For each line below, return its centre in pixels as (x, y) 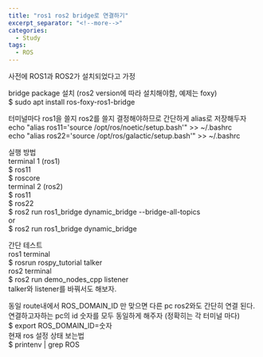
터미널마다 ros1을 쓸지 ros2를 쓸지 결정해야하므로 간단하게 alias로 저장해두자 (128, 118)
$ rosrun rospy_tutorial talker (55, 262)
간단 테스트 (26, 245)
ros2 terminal (30, 271)
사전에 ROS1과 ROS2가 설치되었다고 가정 (72, 76)
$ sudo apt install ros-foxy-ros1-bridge (72, 102)
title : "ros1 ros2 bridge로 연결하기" (69, 16)
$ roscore (24, 178)
